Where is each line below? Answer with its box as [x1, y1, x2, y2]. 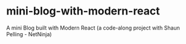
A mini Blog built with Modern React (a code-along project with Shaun [6, 24, 180, 31]
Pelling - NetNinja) [6, 30, 53, 37]
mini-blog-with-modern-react [6, 4, 160, 18]
